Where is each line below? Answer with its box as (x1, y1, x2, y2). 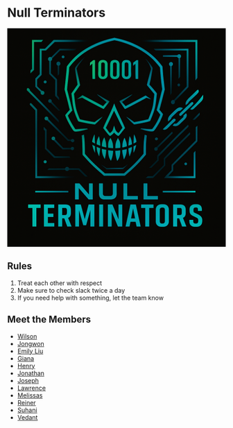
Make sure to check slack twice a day (17, 286, 126, 294)
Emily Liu (17, 347, 44, 355)
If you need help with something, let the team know (17, 293, 164, 302)
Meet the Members (7, 314, 92, 325)
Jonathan (17, 369, 45, 377)
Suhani (17, 406, 37, 414)
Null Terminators (7, 5, 106, 21)
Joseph (17, 376, 40, 384)
